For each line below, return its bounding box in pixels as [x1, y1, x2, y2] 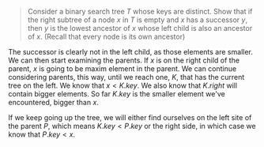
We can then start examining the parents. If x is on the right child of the [8, 55, 239, 65]
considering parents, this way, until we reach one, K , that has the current [8, 73, 245, 81]
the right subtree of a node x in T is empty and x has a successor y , [27, 15, 247, 24]
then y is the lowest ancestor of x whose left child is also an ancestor [27, 24, 253, 32]
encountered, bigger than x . [8, 98, 99, 107]
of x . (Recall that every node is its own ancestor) [27, 32, 186, 41]
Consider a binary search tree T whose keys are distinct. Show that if [27, 7, 253, 16]
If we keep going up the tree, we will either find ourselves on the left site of [8, 113, 252, 122]
